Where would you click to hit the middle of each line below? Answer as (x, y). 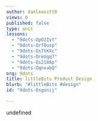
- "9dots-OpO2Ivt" (35, 40)
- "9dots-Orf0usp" (35, 46)
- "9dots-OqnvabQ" (35, 68)
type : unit (20, 29)
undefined (19, 113)
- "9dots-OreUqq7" (35, 57)
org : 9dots (20, 73)
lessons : (17, 34)
